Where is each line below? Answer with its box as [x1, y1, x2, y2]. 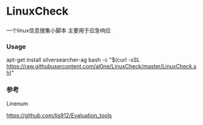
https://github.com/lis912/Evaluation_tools [6, 112, 112, 119]
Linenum [6, 99, 29, 107]
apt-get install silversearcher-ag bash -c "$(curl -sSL [6, 56, 141, 63]
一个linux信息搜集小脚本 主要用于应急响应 [6, 27, 111, 34]
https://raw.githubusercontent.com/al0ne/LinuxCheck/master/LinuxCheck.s [6, 63, 197, 70]
